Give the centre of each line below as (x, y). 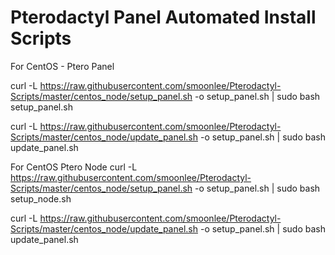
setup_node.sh (41, 198)
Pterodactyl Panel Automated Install (163, 17)
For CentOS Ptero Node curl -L (74, 167)
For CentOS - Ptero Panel (62, 66)
